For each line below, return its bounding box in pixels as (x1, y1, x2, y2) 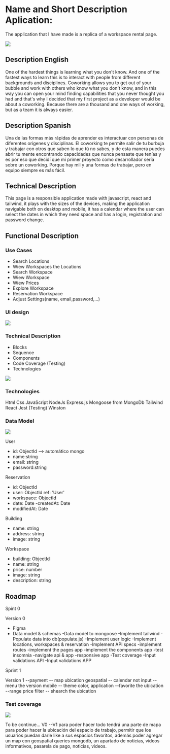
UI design (5, 309, 29, 316)
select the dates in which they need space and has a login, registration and (5, 212, 162, 218)
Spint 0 (5, 605, 20, 612)
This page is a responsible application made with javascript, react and (5, 195, 151, 201)
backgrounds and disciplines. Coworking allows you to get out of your (5, 80, 152, 86)
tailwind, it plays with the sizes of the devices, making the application (5, 200, 150, 207)
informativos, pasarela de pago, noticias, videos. (5, 743, 107, 749)
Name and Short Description (5, 4, 128, 15)
